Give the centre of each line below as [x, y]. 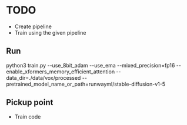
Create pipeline [33, 26]
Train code [28, 116]
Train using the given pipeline [50, 32]
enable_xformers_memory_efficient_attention [61, 72]
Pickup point [30, 102]
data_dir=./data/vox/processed [44, 77]
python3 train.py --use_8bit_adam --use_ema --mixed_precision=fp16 [91, 65]
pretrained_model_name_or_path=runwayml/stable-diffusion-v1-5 [86, 84]
